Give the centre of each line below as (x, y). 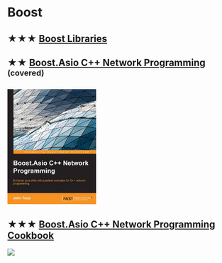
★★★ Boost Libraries (57, 39)
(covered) (26, 73)
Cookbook (31, 235)
